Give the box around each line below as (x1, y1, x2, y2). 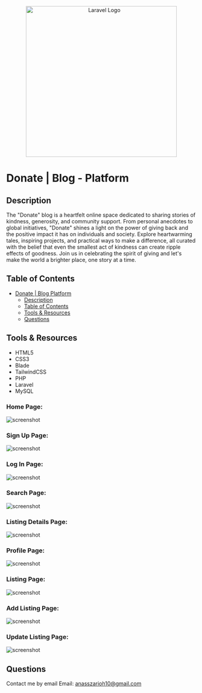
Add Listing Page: (6, 604, 59, 612)
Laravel (14, 381, 34, 388)
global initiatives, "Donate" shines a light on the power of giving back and (6, 224, 189, 231)
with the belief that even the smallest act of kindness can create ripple (6, 243, 181, 251)
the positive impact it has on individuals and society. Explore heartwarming (6, 231, 193, 238)
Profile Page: (6, 546, 45, 555)
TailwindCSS (14, 368, 47, 375)
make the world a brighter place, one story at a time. (6, 257, 137, 263)
